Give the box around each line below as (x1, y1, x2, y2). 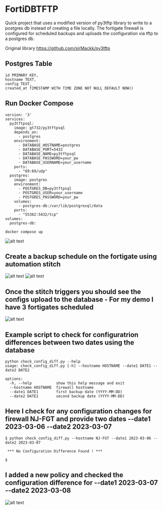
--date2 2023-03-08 (5, 486, 71, 495)
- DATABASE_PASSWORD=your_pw (18, 155, 79, 160)
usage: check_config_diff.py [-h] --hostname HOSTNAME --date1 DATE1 (5, 363, 152, 368)
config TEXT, (5, 81, 32, 86)
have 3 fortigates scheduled (5, 303, 94, 311)
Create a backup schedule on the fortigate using (5, 252, 157, 260)
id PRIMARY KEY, (5, 73, 39, 78)
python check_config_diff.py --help (5, 359, 81, 364)
